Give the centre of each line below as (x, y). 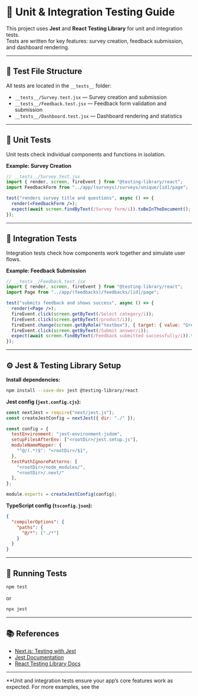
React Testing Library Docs (47, 664)
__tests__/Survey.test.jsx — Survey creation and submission (90, 97)
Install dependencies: (33, 379)
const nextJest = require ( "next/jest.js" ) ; (60, 412)
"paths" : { (30, 527)
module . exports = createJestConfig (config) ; (62, 495)
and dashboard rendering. (38, 47)
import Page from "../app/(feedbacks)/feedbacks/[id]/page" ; (83, 292)
